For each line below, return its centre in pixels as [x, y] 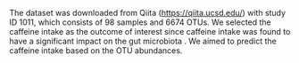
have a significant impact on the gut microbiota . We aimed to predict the [143, 41]
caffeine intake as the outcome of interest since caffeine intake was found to [150, 31]
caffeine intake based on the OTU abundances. [96, 51]
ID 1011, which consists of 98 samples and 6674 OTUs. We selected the [141, 22]
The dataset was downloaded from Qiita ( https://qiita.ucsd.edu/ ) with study [148, 13]
